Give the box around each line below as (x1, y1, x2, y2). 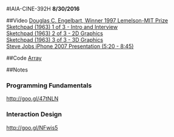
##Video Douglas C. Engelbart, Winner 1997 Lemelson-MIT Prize (6, 17, 169, 24)
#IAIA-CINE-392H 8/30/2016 (6, 5, 80, 12)
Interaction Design (6, 110, 62, 119)
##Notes (6, 66, 28, 73)
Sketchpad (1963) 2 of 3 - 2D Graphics (6, 30, 103, 37)
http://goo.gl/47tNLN (6, 95, 59, 102)
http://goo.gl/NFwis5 (6, 124, 58, 131)
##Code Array (6, 55, 42, 61)
